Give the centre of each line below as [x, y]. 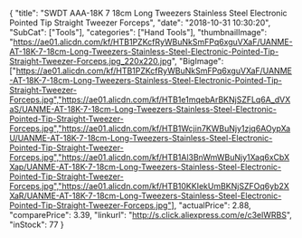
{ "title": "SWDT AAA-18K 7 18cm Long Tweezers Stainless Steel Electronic [148, 13]
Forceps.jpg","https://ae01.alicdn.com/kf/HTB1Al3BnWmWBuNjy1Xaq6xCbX [150, 157]
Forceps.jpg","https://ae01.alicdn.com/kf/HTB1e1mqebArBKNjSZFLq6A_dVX [150, 100]
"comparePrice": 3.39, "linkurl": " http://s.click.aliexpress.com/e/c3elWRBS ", [151, 215]
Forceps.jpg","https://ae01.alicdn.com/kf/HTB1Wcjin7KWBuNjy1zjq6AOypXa [150, 129]
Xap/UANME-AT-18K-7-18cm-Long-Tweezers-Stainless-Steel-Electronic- [146, 167]
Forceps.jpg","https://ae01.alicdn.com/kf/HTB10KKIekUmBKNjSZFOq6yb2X [149, 186]
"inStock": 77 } [37, 224]
